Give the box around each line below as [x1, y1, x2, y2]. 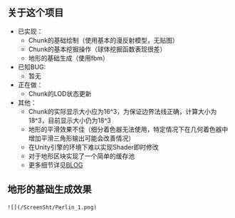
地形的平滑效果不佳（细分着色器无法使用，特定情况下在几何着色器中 [28, 125, 229, 133]
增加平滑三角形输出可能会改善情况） [28, 134, 135, 142]
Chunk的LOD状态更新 [28, 89, 92, 98]
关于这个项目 [7, 6, 64, 19]
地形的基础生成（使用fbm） [28, 53, 109, 62]
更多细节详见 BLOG [28, 160, 83, 169]
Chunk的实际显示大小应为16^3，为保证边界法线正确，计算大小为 [28, 107, 217, 115]
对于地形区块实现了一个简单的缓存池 [28, 152, 135, 160]
